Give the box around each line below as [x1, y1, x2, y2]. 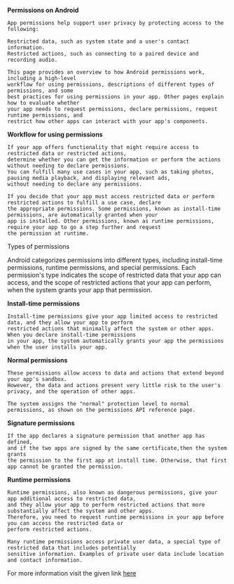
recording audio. [7, 56, 58, 63]
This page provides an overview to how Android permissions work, [7, 69, 205, 76]
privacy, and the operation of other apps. [7, 388, 137, 395]
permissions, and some [7, 87, 74, 94]
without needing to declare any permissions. [7, 181, 142, 188]
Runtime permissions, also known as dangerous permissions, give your [7, 489, 218, 496]
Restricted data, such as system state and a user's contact [7, 38, 190, 45]
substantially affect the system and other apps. [7, 507, 156, 514]
